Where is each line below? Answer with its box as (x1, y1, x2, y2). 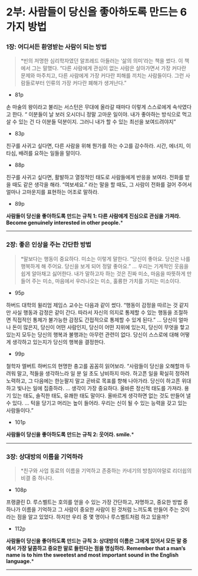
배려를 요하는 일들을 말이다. (18, 150, 82, 157)
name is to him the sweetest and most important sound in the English (6, 551, 179, 559)
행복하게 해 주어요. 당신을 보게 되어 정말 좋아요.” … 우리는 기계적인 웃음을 (20, 263, 189, 270)
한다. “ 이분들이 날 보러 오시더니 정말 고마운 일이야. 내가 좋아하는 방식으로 (12, 111, 181, 118)
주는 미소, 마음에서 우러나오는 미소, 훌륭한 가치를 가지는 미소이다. (31, 277, 181, 284)
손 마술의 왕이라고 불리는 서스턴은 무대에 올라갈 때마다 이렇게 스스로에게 (6, 103, 171, 111)
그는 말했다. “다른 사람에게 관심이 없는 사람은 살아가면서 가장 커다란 (31, 64, 187, 72)
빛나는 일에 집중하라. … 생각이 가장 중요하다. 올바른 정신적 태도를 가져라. (16, 384, 183, 391)
